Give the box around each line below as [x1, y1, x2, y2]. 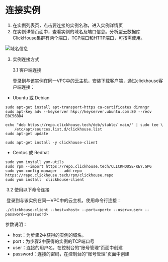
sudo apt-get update [5, 131, 49, 136]
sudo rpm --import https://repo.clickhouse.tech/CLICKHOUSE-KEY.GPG [5, 164, 152, 169]
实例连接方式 [12, 56, 39, 62]
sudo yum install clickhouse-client [5, 177, 85, 182]
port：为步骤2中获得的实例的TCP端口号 [12, 238, 95, 244]
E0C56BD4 [5, 113, 24, 118]
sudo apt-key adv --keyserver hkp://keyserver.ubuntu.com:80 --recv [5, 109, 152, 114]
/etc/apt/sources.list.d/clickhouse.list [14, 126, 102, 132]
